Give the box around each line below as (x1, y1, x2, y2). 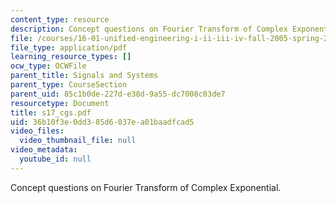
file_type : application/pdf (10, 42, 128, 53)
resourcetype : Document (10, 98, 110, 108)
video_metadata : (10, 145, 78, 155)
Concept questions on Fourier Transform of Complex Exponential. (10, 181, 282, 193)
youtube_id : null (19, 154, 92, 164)
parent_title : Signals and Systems (10, 71, 159, 81)
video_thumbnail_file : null (19, 136, 137, 146)
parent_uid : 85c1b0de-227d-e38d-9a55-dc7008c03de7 (10, 89, 226, 99)
